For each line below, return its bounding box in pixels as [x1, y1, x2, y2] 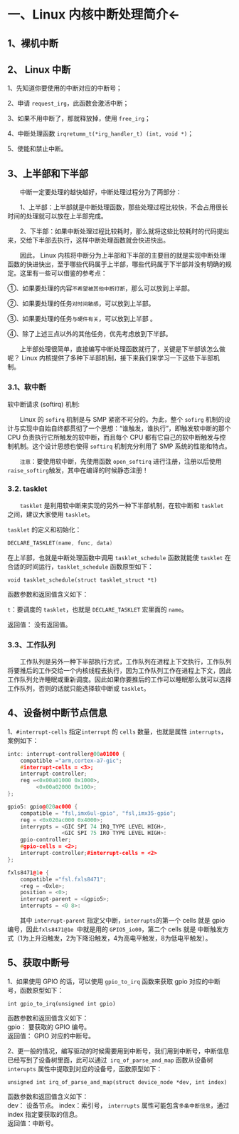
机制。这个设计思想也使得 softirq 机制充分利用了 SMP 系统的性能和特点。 [13, 442, 231, 450]
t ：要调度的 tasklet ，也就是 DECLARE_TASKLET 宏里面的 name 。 [7, 604, 188, 614]
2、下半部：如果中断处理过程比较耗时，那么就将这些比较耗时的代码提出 [20, 227, 230, 236]
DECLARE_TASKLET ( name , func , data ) [7, 540, 113, 547]
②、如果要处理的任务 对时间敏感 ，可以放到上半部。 [7, 299, 155, 308]
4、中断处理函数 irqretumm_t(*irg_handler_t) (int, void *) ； [7, 129, 194, 138]
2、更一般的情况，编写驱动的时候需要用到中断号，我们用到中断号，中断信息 [7, 1046, 230, 1055]
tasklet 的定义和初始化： [7, 525, 82, 534]
